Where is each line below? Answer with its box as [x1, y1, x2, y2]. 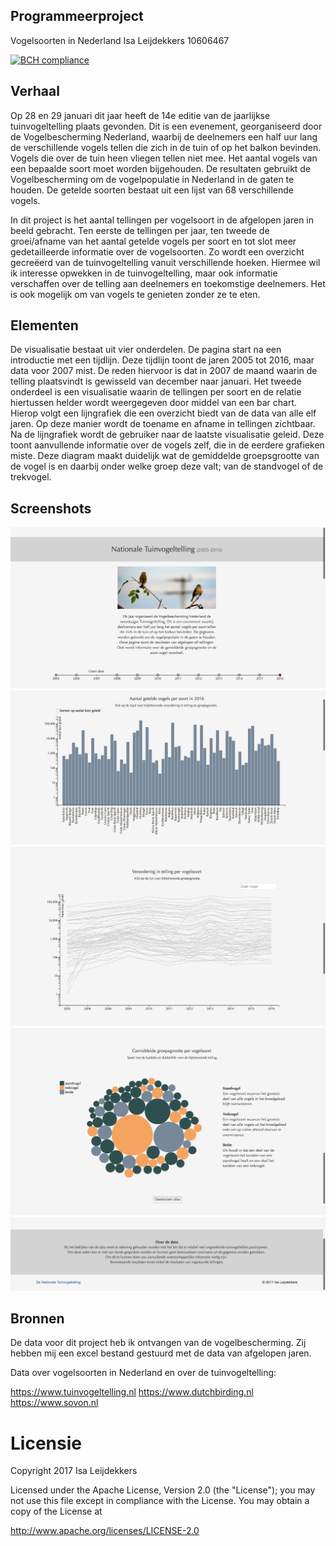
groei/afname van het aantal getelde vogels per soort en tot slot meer [10, 235, 297, 247]
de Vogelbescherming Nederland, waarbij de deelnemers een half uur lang [10, 130, 318, 143]
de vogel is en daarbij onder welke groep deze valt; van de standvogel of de [10, 460, 324, 473]
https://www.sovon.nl [10, 1397, 99, 1409]
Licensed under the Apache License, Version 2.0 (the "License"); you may [10, 1484, 316, 1496]
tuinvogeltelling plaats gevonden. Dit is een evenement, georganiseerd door [10, 120, 323, 132]
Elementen [10, 317, 79, 334]
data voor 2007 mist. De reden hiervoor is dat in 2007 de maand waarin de [10, 365, 318, 377]
